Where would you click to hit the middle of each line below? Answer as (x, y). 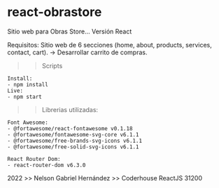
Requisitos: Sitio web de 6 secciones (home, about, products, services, (109, 45)
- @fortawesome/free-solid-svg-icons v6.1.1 (73, 147)
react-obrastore (55, 12)
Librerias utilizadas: (70, 109)
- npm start (24, 97)
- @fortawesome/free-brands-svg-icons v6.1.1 (75, 141)
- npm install (28, 84)
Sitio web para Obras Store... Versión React (70, 31)
